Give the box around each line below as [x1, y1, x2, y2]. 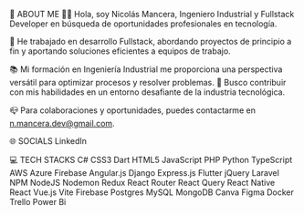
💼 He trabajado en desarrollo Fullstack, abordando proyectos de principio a [9, 36, 292, 46]
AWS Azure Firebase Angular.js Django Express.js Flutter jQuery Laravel [9, 168, 280, 178]
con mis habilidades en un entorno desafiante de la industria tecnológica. [9, 87, 286, 97]
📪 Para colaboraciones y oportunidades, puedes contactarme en [9, 105, 256, 116]
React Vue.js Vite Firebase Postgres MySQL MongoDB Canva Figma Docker [9, 187, 295, 198]
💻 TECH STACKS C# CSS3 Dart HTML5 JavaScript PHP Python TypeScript [9, 155, 293, 165]
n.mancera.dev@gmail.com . [9, 118, 116, 128]
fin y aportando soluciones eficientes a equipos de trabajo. [9, 46, 231, 56]
